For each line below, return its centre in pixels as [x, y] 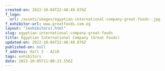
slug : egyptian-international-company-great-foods [59, 33]
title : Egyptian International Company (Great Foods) [63, 38]
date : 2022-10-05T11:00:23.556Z [39, 61]
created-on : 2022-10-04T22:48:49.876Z [46, 10]
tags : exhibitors [23, 56]
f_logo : [13, 14]
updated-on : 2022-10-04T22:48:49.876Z [46, 42]
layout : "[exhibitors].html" [36, 28]
